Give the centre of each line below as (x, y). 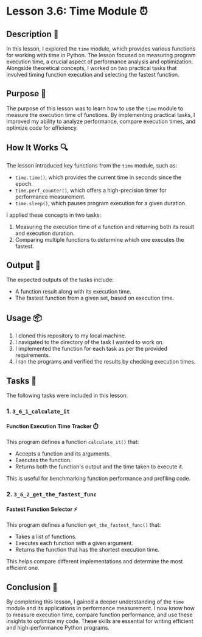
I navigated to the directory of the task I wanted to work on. (89, 342)
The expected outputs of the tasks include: (60, 280)
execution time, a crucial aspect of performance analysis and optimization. (100, 62)
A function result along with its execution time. (73, 292)
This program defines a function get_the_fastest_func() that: (84, 525)
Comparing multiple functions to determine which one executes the (99, 239)
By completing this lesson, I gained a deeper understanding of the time (95, 602)
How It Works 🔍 (37, 148)
